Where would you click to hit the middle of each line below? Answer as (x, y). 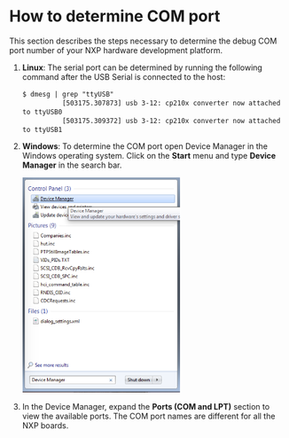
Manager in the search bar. (72, 165)
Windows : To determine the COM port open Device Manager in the (145, 146)
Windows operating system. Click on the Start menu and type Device (149, 155)
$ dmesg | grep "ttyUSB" (68, 94)
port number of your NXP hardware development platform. (116, 50)
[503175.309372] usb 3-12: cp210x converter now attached (171, 121)
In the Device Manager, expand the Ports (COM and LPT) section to (146, 406)
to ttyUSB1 (42, 129)
